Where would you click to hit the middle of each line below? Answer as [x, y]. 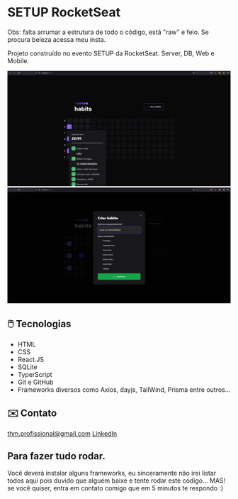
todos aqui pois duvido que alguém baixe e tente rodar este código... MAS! [117, 481]
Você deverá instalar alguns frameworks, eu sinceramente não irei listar [112, 473]
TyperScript [35, 375]
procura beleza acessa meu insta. [57, 39]
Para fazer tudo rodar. [57, 456]
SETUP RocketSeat [64, 12]
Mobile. [18, 60]
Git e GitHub [35, 382]
